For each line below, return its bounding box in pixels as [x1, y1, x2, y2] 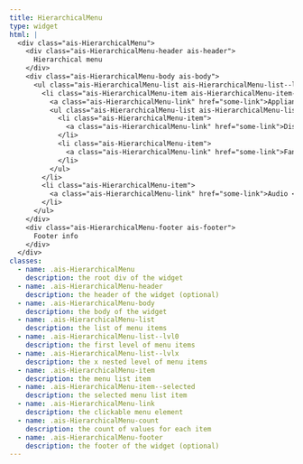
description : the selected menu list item [25, 391, 188, 400]
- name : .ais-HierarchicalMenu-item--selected [17, 383, 196, 392]
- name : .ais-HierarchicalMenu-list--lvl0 [17, 332, 179, 341]
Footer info [32, 231, 78, 240]
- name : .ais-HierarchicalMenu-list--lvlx [17, 348, 179, 357]
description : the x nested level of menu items [25, 357, 207, 367]
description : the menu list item [25, 374, 151, 384]
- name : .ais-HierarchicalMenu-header [17, 282, 164, 291]
